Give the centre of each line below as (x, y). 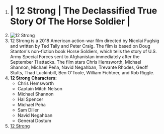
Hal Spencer (30, 99)
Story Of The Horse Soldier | (70, 21)
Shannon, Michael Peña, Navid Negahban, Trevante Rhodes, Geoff (79, 67)
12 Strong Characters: (33, 78)
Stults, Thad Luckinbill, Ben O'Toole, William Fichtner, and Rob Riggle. (82, 72)
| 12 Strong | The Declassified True (84, 11)
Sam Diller (28, 110)
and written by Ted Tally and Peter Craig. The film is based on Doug (80, 46)
